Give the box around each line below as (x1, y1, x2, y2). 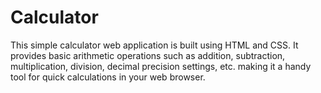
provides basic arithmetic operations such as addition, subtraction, (10, 49, 286, 61)
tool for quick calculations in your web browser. (10, 71, 206, 83)
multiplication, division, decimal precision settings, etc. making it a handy (10, 60, 312, 72)
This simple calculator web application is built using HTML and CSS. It (10, 39, 299, 51)
